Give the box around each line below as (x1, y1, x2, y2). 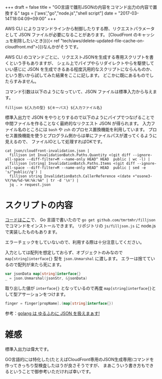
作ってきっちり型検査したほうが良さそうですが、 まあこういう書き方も (5, 363, 146, 368)
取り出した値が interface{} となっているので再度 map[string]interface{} (5, 285, 152, 291)
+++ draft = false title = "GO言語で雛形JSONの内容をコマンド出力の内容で (5, 4, 153, 10)
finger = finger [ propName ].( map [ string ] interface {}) (5, 301, 114, 306)
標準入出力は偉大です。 (5, 346, 52, 352)
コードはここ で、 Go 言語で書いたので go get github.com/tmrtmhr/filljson (5, 217, 156, 222)
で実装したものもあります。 (5, 229, 60, 235)
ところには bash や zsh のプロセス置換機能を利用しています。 (26, 126, 147, 132)
